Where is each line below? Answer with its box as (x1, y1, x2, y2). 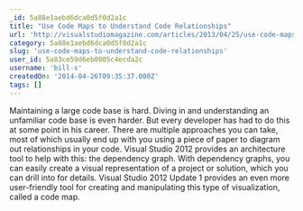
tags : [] (9, 80, 42, 89)
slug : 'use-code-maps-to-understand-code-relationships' (9, 47, 228, 56)
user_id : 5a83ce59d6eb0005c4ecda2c (9, 55, 143, 64)
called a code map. (9, 191, 81, 202)
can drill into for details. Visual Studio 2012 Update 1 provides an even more (9, 172, 290, 183)
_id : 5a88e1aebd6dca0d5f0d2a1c (9, 13, 127, 23)
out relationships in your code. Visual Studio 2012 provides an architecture (9, 143, 286, 154)
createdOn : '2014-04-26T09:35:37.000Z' (9, 72, 160, 81)
